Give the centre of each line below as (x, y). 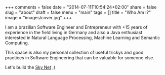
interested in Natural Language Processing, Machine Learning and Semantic (83, 37)
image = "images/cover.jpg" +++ (39, 18)
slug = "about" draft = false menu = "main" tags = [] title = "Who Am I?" (78, 12)
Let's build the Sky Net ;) (30, 67)
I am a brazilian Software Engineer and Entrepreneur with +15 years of (76, 27)
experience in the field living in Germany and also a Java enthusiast (74, 32)
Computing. (17, 43)
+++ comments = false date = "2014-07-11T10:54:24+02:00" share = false (81, 7)
